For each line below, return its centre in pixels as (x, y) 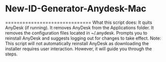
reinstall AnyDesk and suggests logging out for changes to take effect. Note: (83, 38)
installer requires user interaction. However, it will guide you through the (79, 49)
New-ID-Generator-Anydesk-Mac (76, 9)
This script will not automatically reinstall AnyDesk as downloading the (77, 43)
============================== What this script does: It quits (79, 22)
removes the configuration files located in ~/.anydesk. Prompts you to (76, 33)
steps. (11, 54)
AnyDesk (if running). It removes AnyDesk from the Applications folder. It (80, 27)
